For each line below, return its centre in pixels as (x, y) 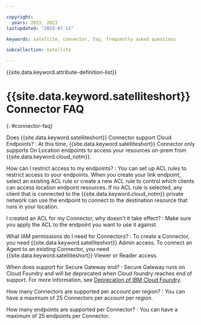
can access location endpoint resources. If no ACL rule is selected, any (94, 187)
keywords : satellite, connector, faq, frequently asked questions (91, 39)
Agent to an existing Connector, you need (58, 249)
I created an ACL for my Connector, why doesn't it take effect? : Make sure (99, 218)
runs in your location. (32, 207)
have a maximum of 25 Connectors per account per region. (80, 298)
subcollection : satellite (39, 50)
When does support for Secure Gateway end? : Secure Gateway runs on (96, 267)
